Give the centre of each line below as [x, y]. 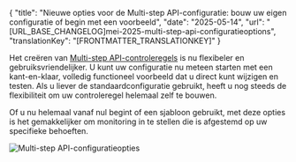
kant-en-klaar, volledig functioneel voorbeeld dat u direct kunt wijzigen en [144, 77]
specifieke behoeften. [49, 131]
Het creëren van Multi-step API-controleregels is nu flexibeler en [127, 58]
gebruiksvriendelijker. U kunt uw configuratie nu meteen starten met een [141, 67]
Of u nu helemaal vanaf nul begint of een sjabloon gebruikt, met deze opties [147, 112]
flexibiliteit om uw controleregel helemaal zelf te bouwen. [113, 95]
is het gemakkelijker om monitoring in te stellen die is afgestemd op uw [138, 121]
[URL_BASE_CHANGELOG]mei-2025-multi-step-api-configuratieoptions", [143, 31]
